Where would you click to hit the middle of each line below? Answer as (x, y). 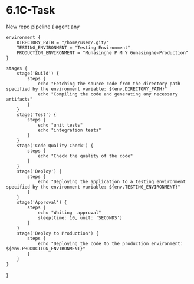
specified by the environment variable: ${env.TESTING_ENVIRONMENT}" (93, 187)
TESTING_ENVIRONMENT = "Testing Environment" (74, 48)
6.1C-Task (31, 10)
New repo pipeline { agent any (43, 27)
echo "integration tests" (69, 130)
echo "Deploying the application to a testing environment (111, 181)
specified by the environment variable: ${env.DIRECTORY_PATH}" (87, 89)
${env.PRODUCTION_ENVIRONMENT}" (46, 249)
